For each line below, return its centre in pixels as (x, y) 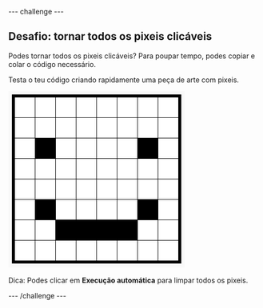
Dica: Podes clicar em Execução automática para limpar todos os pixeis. (128, 280)
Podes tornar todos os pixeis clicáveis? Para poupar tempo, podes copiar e (132, 56)
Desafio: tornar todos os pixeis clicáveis (110, 36)
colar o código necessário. (52, 64)
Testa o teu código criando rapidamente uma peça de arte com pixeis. (124, 80)
